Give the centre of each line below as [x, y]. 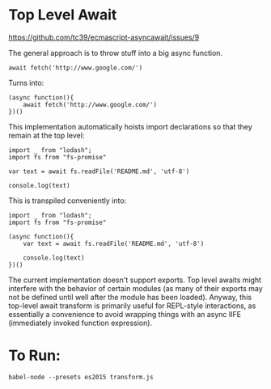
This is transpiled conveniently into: [68, 201]
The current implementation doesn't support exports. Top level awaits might [135, 280]
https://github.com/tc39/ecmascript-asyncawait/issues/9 [104, 37]
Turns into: [26, 82]
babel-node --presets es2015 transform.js [81, 377]
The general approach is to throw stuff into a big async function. [116, 53]
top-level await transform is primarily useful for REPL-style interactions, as [132, 306]
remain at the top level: [47, 135]
